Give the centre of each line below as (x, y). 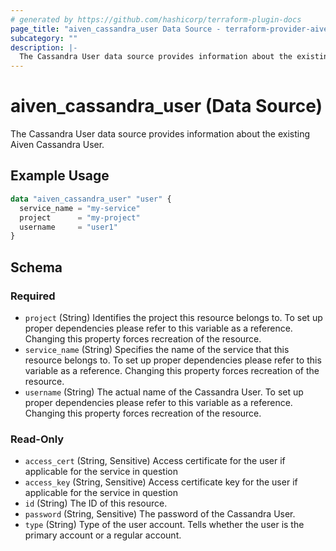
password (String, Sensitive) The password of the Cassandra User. (160, 514)
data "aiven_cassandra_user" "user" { (91, 199)
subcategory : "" (44, 38)
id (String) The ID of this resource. (96, 503)
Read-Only (37, 439)
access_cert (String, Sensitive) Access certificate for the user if (155, 461)
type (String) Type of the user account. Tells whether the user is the (164, 525)
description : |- (44, 47)
